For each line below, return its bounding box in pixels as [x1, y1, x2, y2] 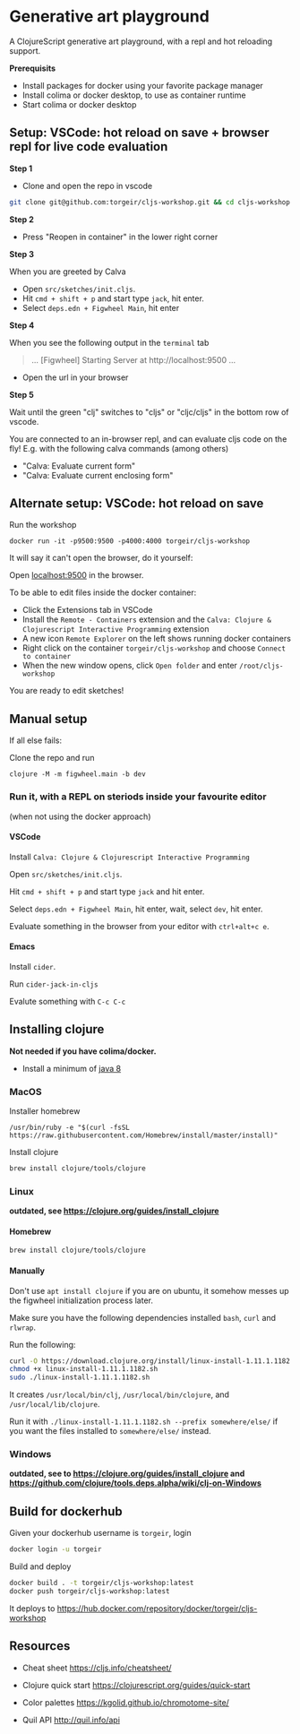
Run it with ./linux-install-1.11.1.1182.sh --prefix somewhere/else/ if [9, 1416, 279, 1427]
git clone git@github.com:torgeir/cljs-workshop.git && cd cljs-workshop [9, 197, 291, 207]
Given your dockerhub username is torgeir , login [9, 1528, 193, 1539]
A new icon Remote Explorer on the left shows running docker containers [21, 634, 291, 644]
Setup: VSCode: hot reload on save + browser [9, 125, 270, 141]
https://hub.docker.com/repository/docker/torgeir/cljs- [56, 1602, 258, 1614]
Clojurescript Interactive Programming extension [21, 624, 210, 634]
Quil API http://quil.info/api [21, 1714, 121, 1725]
